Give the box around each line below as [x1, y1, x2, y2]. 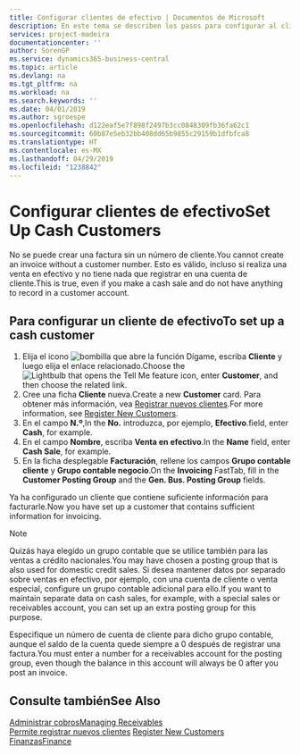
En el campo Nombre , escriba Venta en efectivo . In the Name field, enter [21, 437, 291, 448]
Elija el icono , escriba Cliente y [21, 351, 283, 362]
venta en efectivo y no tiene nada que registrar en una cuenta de [9, 269, 248, 280]
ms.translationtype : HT [9, 138, 98, 147]
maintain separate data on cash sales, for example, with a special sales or [9, 593, 280, 604]
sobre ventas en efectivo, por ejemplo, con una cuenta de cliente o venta [9, 574, 279, 585]
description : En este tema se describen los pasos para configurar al [9, 21, 278, 30]
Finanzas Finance [9, 735, 72, 746]
